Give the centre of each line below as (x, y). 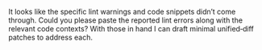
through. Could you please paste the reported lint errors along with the (126, 20)
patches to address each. (50, 37)
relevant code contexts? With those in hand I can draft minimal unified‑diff (131, 29)
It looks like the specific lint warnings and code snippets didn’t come (122, 12)
